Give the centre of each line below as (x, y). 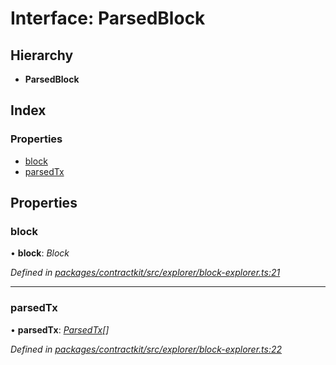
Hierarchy (42, 55)
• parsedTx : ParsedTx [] (60, 329)
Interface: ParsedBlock (108, 18)
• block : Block (40, 253)
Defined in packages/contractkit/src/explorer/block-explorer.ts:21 (145, 273)
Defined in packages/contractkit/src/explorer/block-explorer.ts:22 (146, 349)
